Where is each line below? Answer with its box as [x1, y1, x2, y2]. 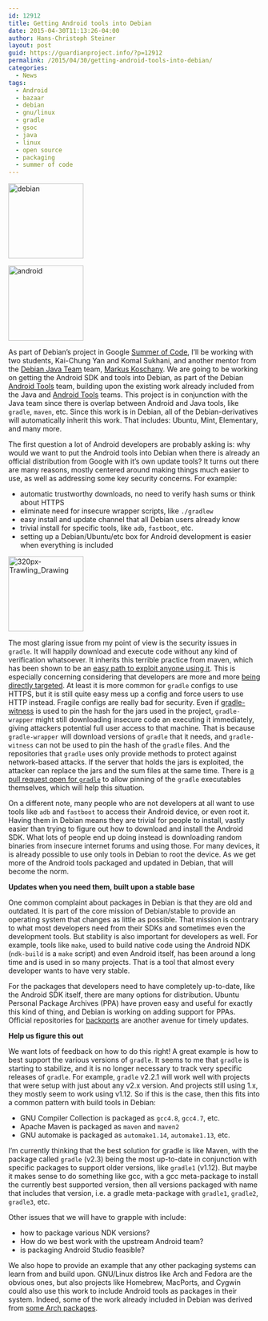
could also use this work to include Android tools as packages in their [8, 1287, 238, 1296]
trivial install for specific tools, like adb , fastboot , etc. [19, 523, 194, 533]
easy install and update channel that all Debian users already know [19, 515, 241, 525]
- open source [15, 146, 62, 154]
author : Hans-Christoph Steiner [8, 34, 116, 43]
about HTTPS [19, 498, 65, 508]
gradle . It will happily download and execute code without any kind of [8, 646, 238, 656]
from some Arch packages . [8, 1303, 98, 1313]
